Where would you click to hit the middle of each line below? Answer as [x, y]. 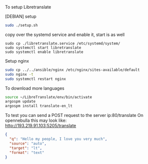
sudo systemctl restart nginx [36, 79]
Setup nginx [17, 61]
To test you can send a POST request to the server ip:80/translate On [74, 115]
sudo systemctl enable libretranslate [44, 52]
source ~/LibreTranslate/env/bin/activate [49, 97]
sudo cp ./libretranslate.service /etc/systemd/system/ [63, 43]
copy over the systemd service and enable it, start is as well [65, 34]
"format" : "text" [27, 152]
